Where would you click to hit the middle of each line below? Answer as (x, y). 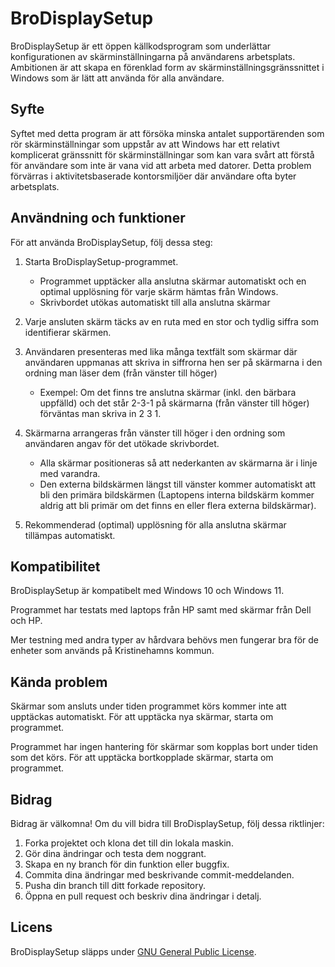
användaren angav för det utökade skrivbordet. (122, 443)
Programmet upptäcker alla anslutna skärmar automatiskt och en (173, 281)
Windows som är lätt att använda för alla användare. (117, 78)
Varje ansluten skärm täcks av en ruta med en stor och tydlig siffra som (171, 321)
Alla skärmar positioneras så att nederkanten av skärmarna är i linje (178, 463)
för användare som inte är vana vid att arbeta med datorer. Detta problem (161, 165)
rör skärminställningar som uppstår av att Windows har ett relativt (145, 144)
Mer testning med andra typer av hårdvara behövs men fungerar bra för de (164, 640)
